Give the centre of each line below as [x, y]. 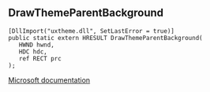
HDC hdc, [33, 52]
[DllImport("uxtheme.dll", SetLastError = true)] [92, 31]
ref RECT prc [40, 58]
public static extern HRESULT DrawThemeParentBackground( [105, 38]
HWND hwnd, [37, 45]
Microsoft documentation [49, 80]
